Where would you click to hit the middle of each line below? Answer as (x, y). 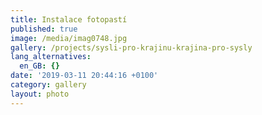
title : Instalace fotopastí (69, 19)
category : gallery (48, 85)
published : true (44, 29)
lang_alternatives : (51, 57)
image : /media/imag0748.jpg (69, 38)
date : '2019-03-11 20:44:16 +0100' (84, 76)
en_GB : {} (39, 66)
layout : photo (40, 94)
